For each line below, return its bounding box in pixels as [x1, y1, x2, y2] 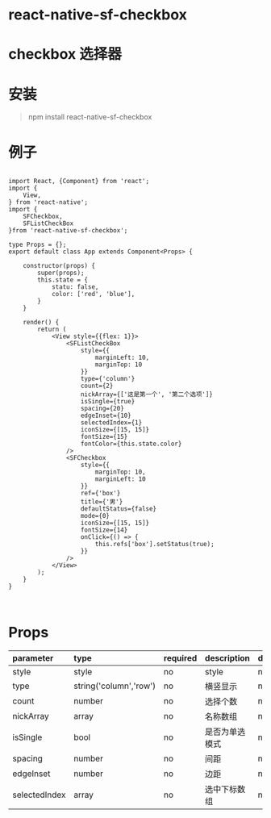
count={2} [80, 382, 114, 390]
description [204, 653, 250, 664]
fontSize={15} [80, 433, 128, 441]
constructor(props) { [23, 262, 95, 270]
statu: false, [51, 283, 99, 291]
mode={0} [80, 512, 110, 520]
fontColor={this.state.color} [80, 440, 182, 449]
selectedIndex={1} [80, 419, 143, 427]
